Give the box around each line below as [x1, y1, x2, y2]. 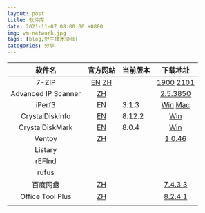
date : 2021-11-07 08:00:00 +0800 [7, 23, 104, 30]
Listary [34, 145, 57, 154]
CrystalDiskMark [18, 122, 73, 132]
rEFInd [35, 156, 57, 166]
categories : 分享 [7, 42, 55, 49]
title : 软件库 [7, 17, 45, 24]
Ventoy [34, 134, 57, 143]
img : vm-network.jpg [7, 29, 67, 37]
